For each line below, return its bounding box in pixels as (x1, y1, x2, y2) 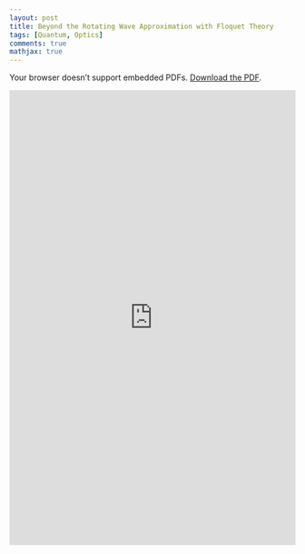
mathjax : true (9, 47, 64, 56)
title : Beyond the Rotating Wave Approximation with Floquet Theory (9, 22, 274, 31)
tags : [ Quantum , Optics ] (9, 30, 103, 39)
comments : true (9, 38, 67, 48)
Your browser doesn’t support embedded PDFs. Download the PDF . (9, 72, 262, 83)
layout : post (9, 13, 59, 23)
